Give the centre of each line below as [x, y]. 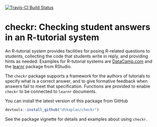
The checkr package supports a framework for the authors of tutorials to [78, 76]
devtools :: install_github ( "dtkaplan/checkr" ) [52, 109]
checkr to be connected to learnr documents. [51, 91]
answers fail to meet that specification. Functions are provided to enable [78, 86]
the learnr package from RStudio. [39, 66]
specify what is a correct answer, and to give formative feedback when [76, 81]
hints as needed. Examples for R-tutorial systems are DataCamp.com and [79, 61]
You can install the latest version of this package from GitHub [67, 101]
